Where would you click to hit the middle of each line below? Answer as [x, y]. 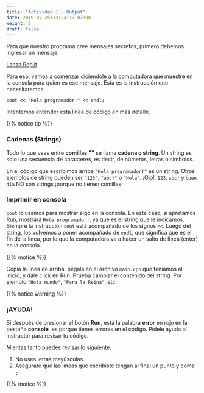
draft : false [23, 29]
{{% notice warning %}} [37, 294]
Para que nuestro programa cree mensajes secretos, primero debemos [95, 46]
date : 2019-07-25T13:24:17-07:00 [49, 18]
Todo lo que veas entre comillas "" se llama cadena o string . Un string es [99, 152]
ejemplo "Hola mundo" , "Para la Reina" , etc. [62, 281]
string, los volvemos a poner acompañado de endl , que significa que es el [99, 232]
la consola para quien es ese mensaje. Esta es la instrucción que [87, 83]
